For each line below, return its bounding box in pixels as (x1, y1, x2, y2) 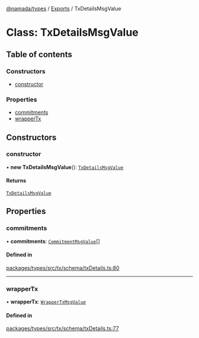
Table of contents (6, 49, 72, 59)
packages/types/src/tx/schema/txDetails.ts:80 (6, 264, 120, 272)
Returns (6, 177, 27, 184)
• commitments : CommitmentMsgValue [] (6, 237, 100, 245)
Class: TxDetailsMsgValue (6, 26, 139, 39)
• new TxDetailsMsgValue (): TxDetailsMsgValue (6, 163, 124, 171)
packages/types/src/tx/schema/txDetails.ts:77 (6, 325, 120, 332)
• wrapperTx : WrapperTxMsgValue (6, 298, 86, 305)
